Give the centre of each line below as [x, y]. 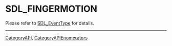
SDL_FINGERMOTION [51, 9]
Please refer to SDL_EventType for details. [50, 23]
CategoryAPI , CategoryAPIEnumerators [47, 38]
